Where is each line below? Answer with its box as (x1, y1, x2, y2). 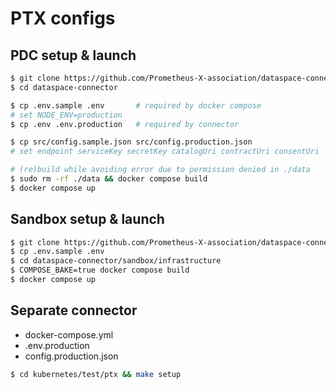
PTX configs (10, 7, 116, 30)
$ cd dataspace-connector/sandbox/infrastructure (10, 256, 222, 266)
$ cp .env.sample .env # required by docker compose (10, 100, 262, 111)
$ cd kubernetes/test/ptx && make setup (10, 369, 182, 379)
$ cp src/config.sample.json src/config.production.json (10, 137, 253, 147)
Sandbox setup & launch (10, 211, 165, 228)
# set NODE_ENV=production (10, 110, 123, 120)
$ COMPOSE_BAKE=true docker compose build (10, 265, 190, 276)
